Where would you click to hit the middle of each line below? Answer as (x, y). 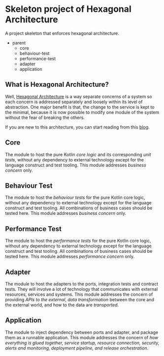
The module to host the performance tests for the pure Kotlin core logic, (78, 241)
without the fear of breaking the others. (45, 118)
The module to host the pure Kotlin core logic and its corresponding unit (78, 155)
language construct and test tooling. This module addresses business (76, 165)
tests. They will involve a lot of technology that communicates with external (82, 289)
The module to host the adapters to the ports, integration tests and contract (82, 284)
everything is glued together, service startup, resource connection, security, (82, 343)
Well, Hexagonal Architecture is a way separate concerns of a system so (79, 96)
